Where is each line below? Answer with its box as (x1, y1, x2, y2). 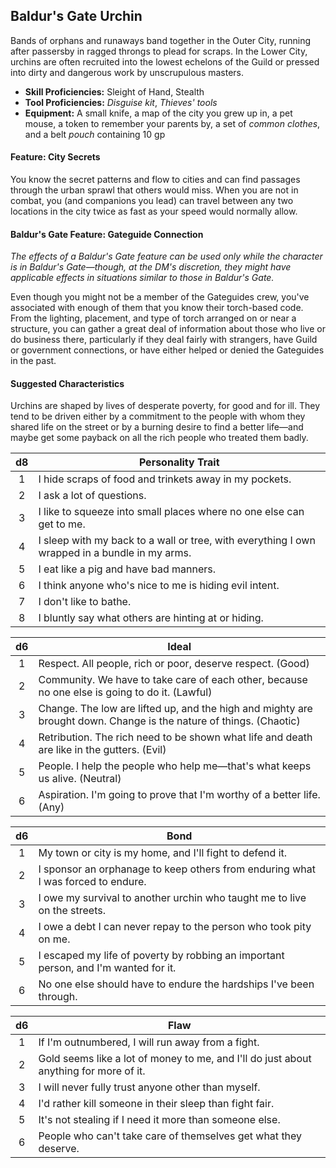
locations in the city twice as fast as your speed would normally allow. (10, 205, 298, 218)
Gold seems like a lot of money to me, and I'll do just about (38, 1052, 312, 1066)
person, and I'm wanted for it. (38, 961, 177, 975)
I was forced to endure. (38, 875, 147, 889)
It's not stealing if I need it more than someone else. (38, 1113, 281, 1127)
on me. (38, 932, 71, 946)
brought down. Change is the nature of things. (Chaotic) (38, 714, 301, 728)
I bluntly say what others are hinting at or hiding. (38, 611, 264, 625)
